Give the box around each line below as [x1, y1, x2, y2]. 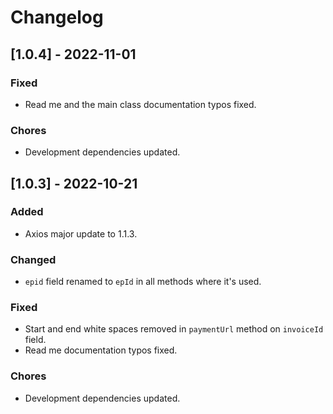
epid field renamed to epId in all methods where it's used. [24, 276, 262, 288]
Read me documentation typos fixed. [24, 344, 178, 356]
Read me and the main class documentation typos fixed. [24, 98, 257, 110]
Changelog [10, 6, 104, 29]
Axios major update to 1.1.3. [24, 227, 138, 240]
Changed [10, 252, 57, 266]
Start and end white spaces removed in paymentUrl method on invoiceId [24, 323, 324, 335]
